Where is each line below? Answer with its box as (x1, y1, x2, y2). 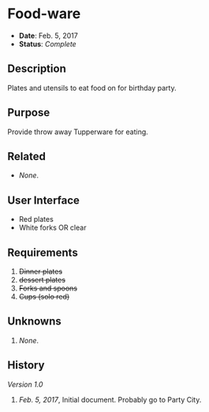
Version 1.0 (7, 380, 43, 389)
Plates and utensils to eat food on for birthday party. (7, 83, 177, 92)
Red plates (18, 215, 54, 224)
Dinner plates (18, 267, 63, 276)
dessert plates (18, 275, 66, 284)
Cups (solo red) (18, 292, 70, 301)
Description (7, 62, 66, 76)
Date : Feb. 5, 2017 (18, 31, 78, 40)
